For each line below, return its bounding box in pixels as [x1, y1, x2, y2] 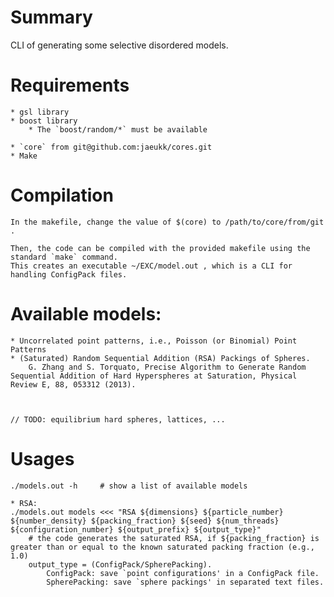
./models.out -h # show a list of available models [10, 481, 248, 491]
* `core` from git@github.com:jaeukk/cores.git [10, 142, 213, 152]
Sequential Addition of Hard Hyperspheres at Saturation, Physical [10, 371, 298, 381]
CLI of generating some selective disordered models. [10, 39, 229, 51]
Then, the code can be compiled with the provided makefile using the [10, 243, 311, 253]
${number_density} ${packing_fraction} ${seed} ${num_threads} [10, 516, 280, 526]
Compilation [10, 184, 114, 207]
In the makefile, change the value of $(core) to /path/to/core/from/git [10, 217, 325, 227]
